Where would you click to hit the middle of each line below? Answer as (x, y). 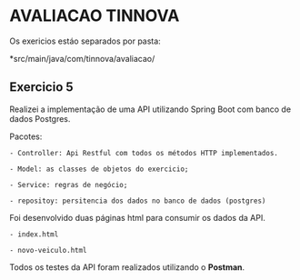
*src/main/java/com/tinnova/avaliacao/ (82, 58)
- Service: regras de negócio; (69, 185)
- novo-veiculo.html (49, 250)
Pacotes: (26, 136)
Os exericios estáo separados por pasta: (85, 41)
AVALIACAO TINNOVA (95, 16)
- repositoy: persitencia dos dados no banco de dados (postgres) (138, 201)
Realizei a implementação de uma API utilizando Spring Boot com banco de (150, 109)
